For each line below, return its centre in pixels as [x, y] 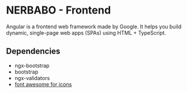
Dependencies [33, 52]
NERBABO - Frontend [59, 10]
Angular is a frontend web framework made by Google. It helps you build [94, 26]
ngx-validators [32, 78]
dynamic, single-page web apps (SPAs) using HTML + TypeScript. [86, 32]
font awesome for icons [43, 84]
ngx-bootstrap [32, 65]
